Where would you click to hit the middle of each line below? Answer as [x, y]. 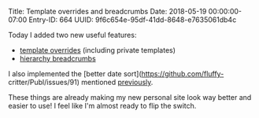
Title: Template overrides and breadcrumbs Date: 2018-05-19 [107, 11]
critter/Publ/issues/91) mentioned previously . [81, 82]
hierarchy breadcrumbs [57, 59]
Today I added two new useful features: [72, 35]
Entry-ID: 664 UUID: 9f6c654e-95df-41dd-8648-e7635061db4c [133, 20]
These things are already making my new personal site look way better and [130, 97]
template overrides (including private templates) [97, 50]
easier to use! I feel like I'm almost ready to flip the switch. [102, 106]
